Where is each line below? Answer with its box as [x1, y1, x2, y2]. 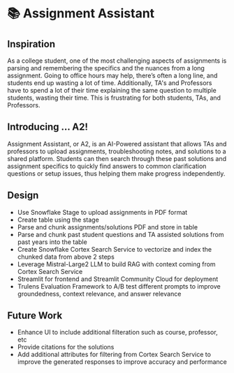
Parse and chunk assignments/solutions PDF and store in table [17, 222, 198, 231]
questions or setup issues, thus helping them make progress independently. [7, 169, 226, 178]
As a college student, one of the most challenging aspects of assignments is [7, 56, 227, 65]
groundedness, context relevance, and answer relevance [17, 289, 182, 298]
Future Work [7, 310, 63, 321]
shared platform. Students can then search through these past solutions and [7, 154, 227, 162]
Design [7, 190, 39, 201]
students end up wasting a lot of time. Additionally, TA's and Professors [7, 79, 212, 87]
